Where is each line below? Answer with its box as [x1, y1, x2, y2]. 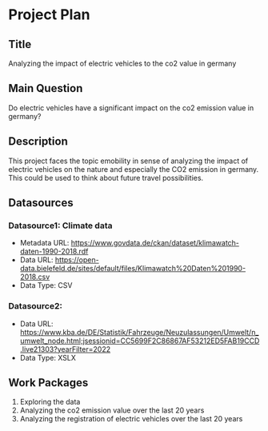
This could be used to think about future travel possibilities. [8, 173, 204, 182]
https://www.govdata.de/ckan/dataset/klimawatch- [70, 238, 240, 248]
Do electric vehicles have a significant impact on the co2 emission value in [8, 102, 254, 113]
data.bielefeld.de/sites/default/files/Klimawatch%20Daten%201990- [19, 264, 246, 273]
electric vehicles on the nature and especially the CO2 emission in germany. [8, 164, 259, 174]
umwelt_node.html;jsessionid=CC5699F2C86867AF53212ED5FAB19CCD [19, 336, 260, 345]
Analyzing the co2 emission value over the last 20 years [19, 405, 205, 415]
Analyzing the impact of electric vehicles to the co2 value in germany [8, 58, 237, 68]
